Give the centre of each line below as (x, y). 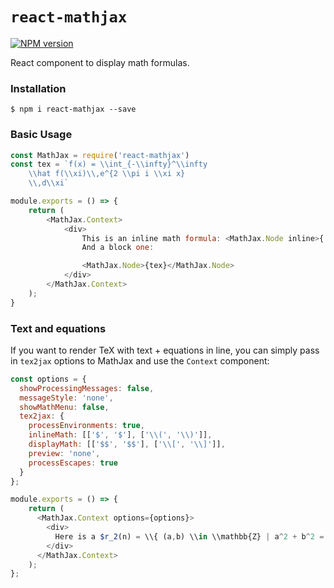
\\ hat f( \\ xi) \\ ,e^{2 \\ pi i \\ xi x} (107, 174)
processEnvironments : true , (86, 426)
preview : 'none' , (64, 453)
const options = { (48, 379)
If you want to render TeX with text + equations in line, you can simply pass (165, 350)
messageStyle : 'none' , (66, 398)
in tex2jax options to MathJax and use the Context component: (140, 360)
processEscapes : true (73, 463)
